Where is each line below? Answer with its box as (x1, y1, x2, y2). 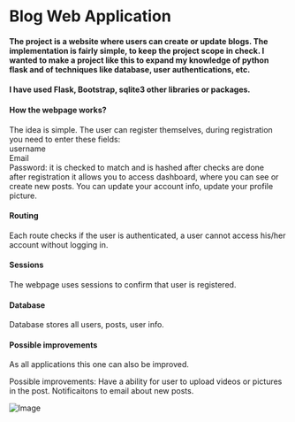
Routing (9, 211, 39, 221)
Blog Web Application (9, 6, 172, 27)
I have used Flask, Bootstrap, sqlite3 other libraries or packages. (9, 84, 251, 95)
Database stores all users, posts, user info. (9, 319, 165, 330)
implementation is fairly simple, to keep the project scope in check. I (9, 45, 265, 56)
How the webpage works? (9, 104, 108, 115)
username (9, 143, 46, 154)
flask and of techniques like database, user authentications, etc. (9, 64, 251, 74)
